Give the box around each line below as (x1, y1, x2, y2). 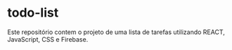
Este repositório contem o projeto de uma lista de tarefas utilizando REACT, (7, 28, 225, 36)
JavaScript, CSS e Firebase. (7, 35, 89, 43)
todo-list (7, 5, 59, 21)
